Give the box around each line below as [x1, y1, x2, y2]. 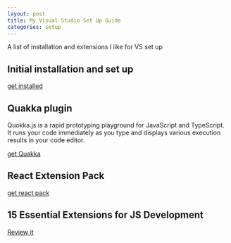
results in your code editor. [7, 136, 85, 144]
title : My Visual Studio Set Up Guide [7, 17, 121, 24]
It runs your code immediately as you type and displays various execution [7, 128, 221, 137]
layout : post [7, 10, 46, 18]
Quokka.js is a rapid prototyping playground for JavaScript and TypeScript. [7, 121, 225, 129]
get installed [7, 82, 44, 90]
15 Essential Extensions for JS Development [7, 209, 204, 221]
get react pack [7, 188, 50, 197]
